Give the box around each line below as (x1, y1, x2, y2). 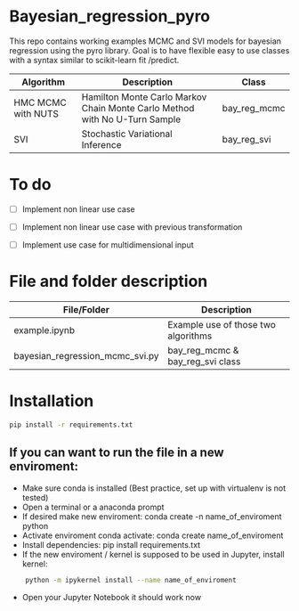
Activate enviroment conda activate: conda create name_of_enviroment (21, 530, 284, 541)
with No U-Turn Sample (81, 113, 181, 126)
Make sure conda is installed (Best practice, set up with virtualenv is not (21, 483, 287, 493)
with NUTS (13, 107, 60, 119)
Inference (81, 138, 122, 151)
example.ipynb (13, 324, 76, 336)
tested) (21, 492, 49, 502)
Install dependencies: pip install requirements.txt (21, 539, 201, 550)
